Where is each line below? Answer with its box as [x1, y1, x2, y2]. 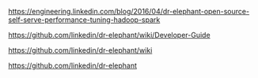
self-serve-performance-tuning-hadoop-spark [8, 15, 161, 24]
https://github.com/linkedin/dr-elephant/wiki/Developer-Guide [8, 31, 211, 39]
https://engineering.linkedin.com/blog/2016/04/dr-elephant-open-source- [8, 7, 250, 16]
